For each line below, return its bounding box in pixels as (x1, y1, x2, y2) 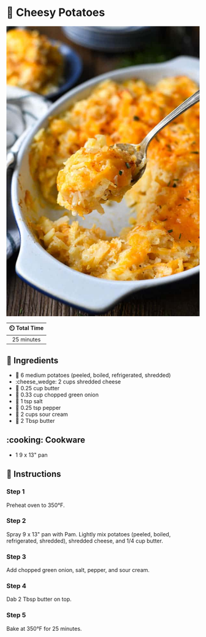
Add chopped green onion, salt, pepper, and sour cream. (6, 566, 150, 574)
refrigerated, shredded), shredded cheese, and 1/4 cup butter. (6, 537, 164, 544)
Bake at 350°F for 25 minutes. (6, 625, 82, 632)
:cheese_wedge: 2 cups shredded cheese (15, 378, 121, 385)
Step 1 (6, 487, 25, 496)
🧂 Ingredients (6, 355, 59, 366)
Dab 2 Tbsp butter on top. (6, 595, 72, 603)
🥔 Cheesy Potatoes (6, 6, 105, 20)
